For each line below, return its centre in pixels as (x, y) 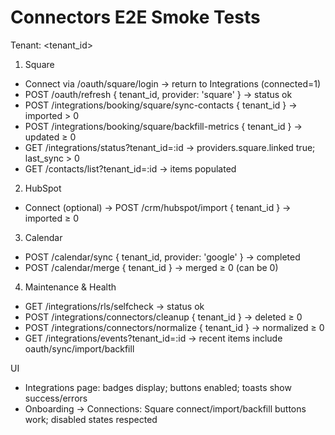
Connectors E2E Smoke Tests (135, 17)
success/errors (56, 398)
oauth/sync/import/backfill (79, 348)
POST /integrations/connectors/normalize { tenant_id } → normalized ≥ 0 (174, 327)
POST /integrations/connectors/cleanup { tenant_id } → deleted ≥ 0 (163, 317)
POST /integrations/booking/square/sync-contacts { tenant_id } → (161, 105)
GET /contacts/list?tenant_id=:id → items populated (130, 168)
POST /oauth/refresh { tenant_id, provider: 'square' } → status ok (158, 94)
